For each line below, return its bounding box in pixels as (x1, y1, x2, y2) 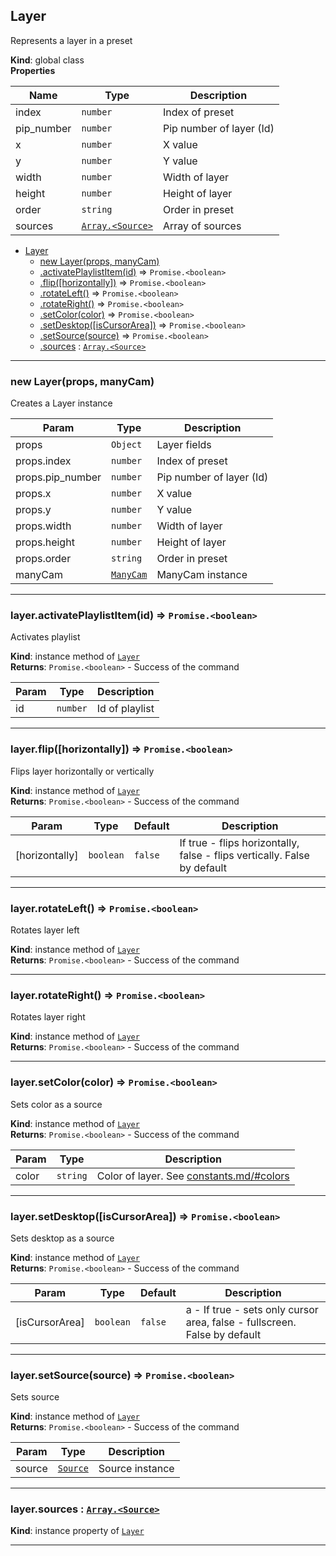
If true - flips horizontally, (179, 835, 300, 849)
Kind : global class (10, 54, 85, 66)
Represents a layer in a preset (10, 34, 133, 46)
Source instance (98, 1462, 175, 1476)
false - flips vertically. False (179, 848, 310, 862)
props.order (15, 552, 72, 566)
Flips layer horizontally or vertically (10, 765, 155, 777)
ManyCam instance (156, 568, 248, 582)
